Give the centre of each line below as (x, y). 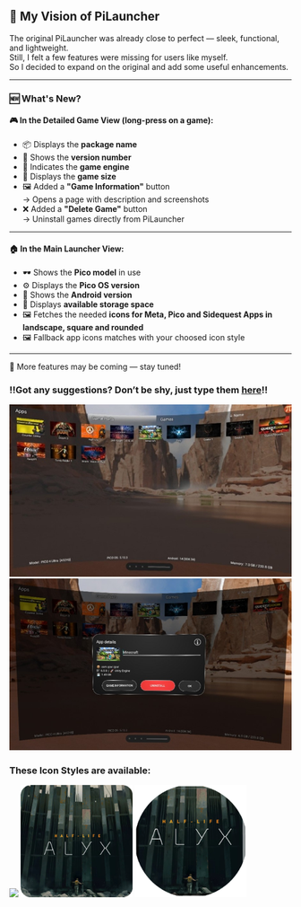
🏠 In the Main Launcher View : (67, 249)
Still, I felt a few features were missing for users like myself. (119, 57)
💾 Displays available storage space (88, 304)
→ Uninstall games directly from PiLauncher (103, 219)
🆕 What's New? (46, 98)
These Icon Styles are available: (80, 771)
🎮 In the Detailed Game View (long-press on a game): (112, 120)
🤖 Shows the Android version (77, 295)
